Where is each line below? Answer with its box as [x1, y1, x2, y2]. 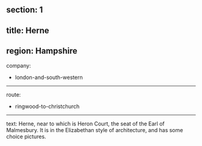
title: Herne [6, 25, 49, 36]
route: [6, 90, 21, 98]
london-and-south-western [14, 74, 83, 81]
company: [6, 62, 31, 69]
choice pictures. [6, 133, 46, 140]
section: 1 [6, 5, 43, 15]
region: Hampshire [6, 46, 78, 56]
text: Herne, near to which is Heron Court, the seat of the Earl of [6, 120, 165, 127]
